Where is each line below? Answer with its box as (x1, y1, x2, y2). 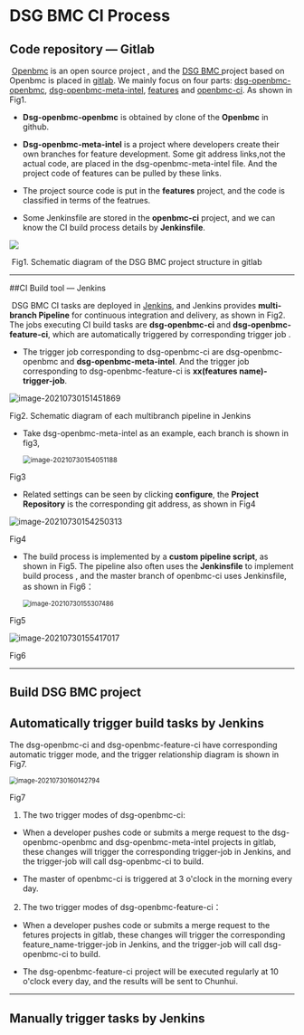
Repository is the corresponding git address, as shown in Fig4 (22, 499, 256, 509)
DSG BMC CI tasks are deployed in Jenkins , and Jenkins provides (11, 300, 256, 310)
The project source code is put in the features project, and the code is (22, 185, 285, 195)
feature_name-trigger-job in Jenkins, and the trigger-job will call (22, 939, 262, 950)
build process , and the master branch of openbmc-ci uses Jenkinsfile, (22, 571, 287, 581)
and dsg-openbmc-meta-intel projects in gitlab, (99, 837, 277, 848)
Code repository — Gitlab (9, 42, 156, 57)
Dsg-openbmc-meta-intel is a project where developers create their (22, 139, 280, 149)
